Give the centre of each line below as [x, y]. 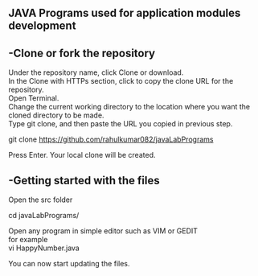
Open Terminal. [34, 98]
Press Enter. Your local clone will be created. [82, 155]
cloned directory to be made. [56, 115]
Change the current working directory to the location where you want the [129, 107]
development [42, 26]
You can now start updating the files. [69, 264]
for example [28, 240]
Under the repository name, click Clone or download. [96, 72]
